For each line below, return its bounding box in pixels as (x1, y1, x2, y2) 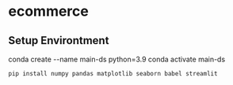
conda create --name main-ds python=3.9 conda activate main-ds (8, 54, 226, 64)
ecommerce (8, 2, 89, 20)
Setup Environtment (8, 34, 109, 47)
